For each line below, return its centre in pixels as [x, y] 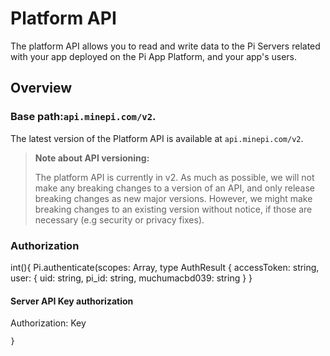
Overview [41, 88]
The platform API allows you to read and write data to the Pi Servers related [165, 46]
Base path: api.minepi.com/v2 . [83, 117]
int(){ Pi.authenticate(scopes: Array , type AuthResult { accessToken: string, [165, 267]
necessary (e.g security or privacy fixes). [119, 219]
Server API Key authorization [72, 301]
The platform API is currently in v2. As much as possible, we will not [174, 177]
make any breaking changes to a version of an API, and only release [175, 188]
